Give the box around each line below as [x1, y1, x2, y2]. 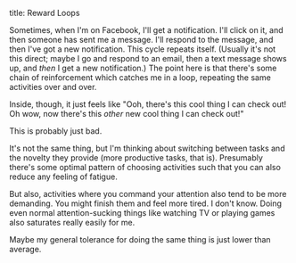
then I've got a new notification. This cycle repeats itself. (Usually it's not [9, 44, 276, 54]
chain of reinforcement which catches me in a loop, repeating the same [9, 72, 272, 83]
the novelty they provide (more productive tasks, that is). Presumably [9, 152, 263, 163]
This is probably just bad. [9, 126, 103, 136]
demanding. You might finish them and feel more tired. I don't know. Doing [9, 198, 283, 209]
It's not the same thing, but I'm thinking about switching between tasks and [9, 143, 285, 153]
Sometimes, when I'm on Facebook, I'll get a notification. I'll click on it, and [9, 25, 284, 35]
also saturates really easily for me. [9, 218, 136, 227]
